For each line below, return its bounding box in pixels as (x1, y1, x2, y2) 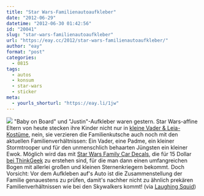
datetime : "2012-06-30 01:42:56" (6, 20, 92, 26)
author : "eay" (6, 43, 43, 50)
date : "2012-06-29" (6, 15, 56, 21)
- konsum (12, 77, 34, 83)
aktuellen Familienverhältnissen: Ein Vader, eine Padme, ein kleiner (6, 137, 175, 145)
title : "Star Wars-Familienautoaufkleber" (6, 9, 116, 15)
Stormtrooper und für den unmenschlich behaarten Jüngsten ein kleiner (6, 143, 188, 151)
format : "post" (6, 49, 45, 55)
